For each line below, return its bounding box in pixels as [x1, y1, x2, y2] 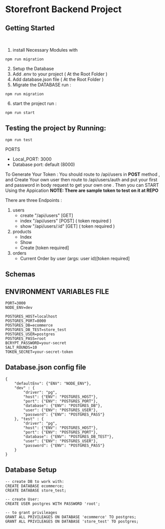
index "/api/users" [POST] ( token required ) [20, 218, 112, 224]
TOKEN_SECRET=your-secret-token [5, 349, 73, 355]
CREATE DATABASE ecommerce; [5, 483, 65, 489]
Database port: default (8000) [12, 161, 75, 168]
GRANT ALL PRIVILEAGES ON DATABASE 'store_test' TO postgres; [5, 519, 139, 524]
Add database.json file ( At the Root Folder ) [12, 76, 104, 82]
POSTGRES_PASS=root [5, 336, 46, 341]
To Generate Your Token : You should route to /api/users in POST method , [5, 171, 160, 177]
